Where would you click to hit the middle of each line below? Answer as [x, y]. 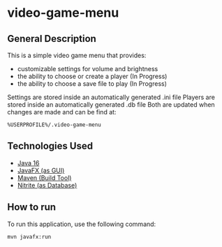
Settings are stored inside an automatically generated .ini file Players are [111, 97]
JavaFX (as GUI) [41, 170]
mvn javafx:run [29, 237]
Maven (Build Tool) [44, 178]
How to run [32, 207]
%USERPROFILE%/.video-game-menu [54, 125]
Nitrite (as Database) [47, 185]
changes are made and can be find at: [62, 112]
